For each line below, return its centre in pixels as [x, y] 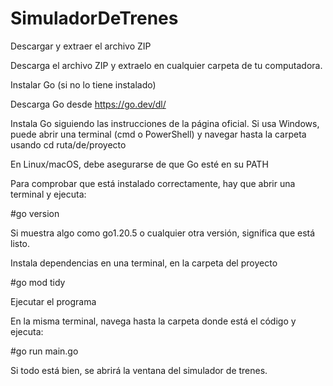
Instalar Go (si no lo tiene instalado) [83, 84]
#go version [35, 213]
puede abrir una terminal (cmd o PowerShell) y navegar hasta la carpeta [158, 134]
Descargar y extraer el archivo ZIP [81, 46]
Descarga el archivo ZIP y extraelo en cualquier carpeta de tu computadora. [166, 65]
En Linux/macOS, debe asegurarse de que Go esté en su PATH [139, 164]
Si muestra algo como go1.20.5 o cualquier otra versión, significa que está [163, 233]
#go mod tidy [38, 282]
